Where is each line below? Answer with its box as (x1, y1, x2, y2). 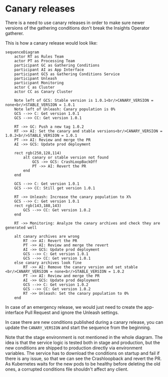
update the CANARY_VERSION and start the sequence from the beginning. (5, 324, 151, 330)
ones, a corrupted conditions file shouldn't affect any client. (5, 366, 129, 372)
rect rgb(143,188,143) (14, 203, 62, 208)
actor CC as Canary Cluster (14, 89, 73, 94)
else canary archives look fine (14, 260, 82, 265)
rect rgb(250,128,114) (14, 150, 62, 155)
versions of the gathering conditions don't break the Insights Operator (5, 25, 150, 31)
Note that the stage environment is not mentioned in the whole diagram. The (5, 334, 163, 340)
